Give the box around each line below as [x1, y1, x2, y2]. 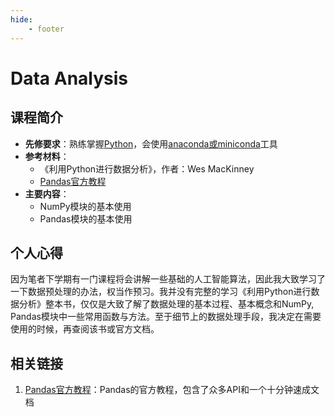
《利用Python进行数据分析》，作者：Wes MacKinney [39, 162, 255, 175]
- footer [28, 24, 65, 34]
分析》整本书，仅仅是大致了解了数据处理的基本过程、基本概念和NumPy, [18, 298, 315, 310]
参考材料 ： [24, 150, 70, 162]
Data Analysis [10, 67, 129, 90]
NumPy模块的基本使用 [39, 200, 132, 212]
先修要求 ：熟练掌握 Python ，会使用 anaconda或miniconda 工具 [24, 137, 278, 150]
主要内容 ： [24, 187, 70, 200]
